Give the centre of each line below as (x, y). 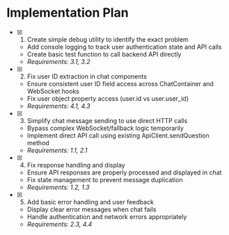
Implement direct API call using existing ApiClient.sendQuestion (118, 135)
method (38, 143)
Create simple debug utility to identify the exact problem (108, 39)
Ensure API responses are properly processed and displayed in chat (124, 172)
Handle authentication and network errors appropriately (107, 216)
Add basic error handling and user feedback (90, 202)
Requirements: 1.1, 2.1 (57, 150)
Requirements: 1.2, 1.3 (58, 187)
